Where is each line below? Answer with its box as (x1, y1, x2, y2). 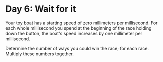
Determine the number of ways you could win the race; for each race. (5, 45, 149, 51)
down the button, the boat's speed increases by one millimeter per (5, 30, 143, 36)
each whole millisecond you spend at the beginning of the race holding (5, 25, 152, 31)
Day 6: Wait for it (5, 3, 76, 15)
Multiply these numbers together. (5, 51, 74, 57)
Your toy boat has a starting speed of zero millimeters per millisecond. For (5, 20, 158, 26)
